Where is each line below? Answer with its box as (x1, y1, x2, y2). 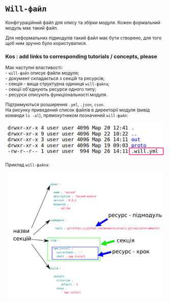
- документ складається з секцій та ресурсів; (5, 75, 105, 82)
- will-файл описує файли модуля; (5, 70, 79, 76)
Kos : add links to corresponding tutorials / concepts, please (5, 53, 157, 60)
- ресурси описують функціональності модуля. (5, 92, 108, 98)
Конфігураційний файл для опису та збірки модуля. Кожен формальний (5, 19, 160, 26)
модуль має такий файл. (5, 24, 59, 31)
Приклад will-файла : (5, 162, 50, 168)
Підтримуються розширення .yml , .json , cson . (5, 102, 105, 108)
